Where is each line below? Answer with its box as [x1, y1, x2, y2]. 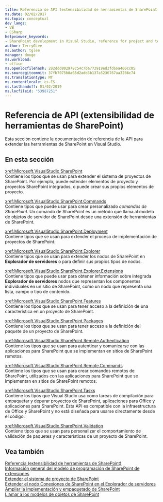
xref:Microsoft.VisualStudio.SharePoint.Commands [5, 198, 107, 205]
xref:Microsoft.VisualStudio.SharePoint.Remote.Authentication [5, 338, 130, 344]
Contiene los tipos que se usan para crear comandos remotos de [5, 368, 135, 374]
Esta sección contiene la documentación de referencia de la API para [5, 136, 143, 142]
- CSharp [5, 30, 23, 35]
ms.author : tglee [5, 48, 40, 53]
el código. [5, 413, 25, 419]
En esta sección [5, 155, 54, 164]
